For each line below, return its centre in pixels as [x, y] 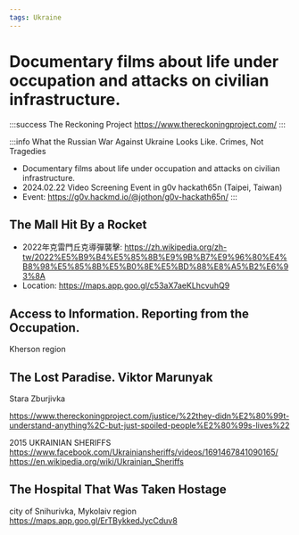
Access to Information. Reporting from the [129, 313]
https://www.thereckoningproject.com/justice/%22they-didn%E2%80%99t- [149, 416]
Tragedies [28, 151]
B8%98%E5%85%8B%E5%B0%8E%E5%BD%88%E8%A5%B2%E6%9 [155, 267]
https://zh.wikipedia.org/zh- [176, 247]
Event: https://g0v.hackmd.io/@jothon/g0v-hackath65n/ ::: [130, 196]
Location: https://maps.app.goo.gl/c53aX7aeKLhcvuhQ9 [126, 285]
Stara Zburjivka [37, 399]
